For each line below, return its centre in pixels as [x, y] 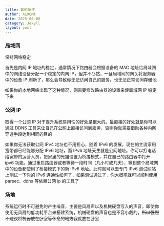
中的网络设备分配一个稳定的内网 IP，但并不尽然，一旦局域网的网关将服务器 [80, 74]
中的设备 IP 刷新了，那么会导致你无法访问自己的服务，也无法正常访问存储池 [81, 80]
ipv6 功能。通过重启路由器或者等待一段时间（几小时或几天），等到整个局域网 [82, 163]
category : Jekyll [23, 23]
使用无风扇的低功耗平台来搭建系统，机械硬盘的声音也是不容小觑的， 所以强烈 [82, 212]
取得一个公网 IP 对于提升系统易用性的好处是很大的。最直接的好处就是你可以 [81, 122]
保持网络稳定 [18, 57]
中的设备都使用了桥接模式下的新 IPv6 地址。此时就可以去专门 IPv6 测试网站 [81, 168]
